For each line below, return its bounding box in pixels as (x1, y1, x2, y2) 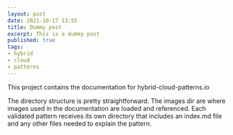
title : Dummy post (7, 23, 62, 31)
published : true (7, 37, 55, 44)
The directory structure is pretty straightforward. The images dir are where (7, 97, 226, 105)
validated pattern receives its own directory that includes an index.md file (7, 112, 222, 120)
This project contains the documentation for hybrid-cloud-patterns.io (7, 82, 210, 91)
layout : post (7, 10, 46, 18)
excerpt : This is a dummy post (7, 30, 100, 38)
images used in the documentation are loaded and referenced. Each (7, 104, 207, 112)
